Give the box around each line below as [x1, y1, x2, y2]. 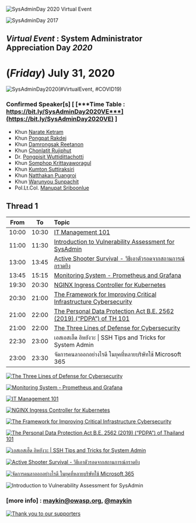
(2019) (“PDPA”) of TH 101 [54, 315, 130, 323]
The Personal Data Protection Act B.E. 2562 [54, 307, 174, 315]
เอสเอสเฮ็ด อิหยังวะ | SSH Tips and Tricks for [54, 333, 166, 342]
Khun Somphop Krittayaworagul [14, 159, 92, 166]
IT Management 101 [54, 228, 110, 236]
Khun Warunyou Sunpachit [14, 178, 79, 185]
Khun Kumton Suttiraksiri [14, 166, 75, 173]
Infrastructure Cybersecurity [54, 298, 132, 306]
